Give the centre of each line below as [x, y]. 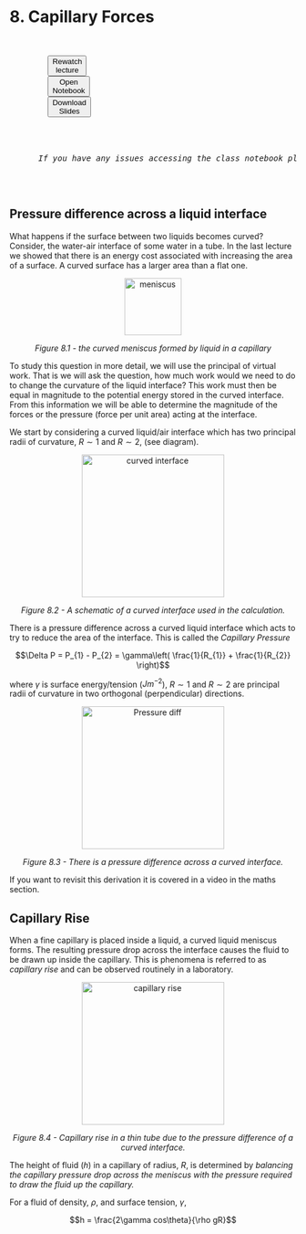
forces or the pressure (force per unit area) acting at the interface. [133, 414]
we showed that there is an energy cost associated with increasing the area [151, 255]
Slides [69, 111]
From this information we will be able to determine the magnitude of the [143, 405]
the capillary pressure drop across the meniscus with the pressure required [151, 1175]
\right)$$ [153, 665]
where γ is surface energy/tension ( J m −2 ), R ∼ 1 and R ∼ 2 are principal [145, 683]
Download [69, 102]
